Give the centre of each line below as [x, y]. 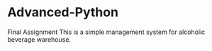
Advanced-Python [63, 12]
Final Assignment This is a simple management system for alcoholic [106, 32]
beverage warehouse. [39, 39]
